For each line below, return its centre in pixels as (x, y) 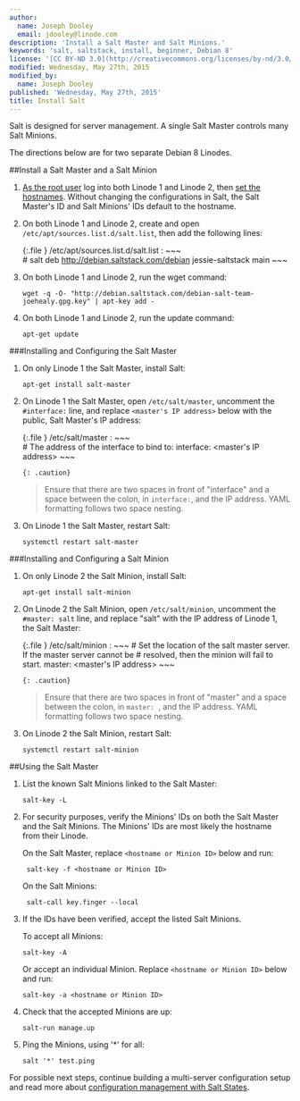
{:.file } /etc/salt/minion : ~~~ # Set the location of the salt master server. (156, 645)
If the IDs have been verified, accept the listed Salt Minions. (132, 919)
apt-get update (50, 335)
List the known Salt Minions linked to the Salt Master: (119, 784)
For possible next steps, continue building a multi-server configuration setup (150, 1078)
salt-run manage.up (58, 1029)
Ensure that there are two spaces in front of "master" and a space (166, 697)
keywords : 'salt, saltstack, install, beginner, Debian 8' (121, 51)
